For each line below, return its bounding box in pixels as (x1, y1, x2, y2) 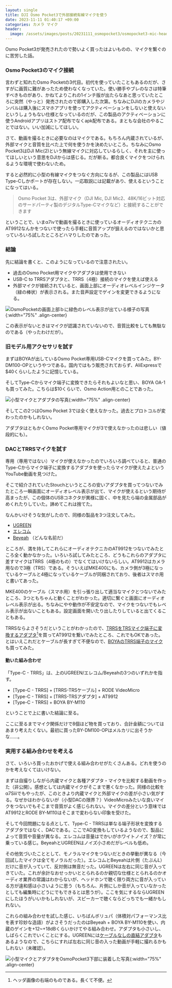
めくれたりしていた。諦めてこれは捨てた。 (5, 501, 95, 507)
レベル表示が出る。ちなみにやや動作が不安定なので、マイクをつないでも (5, 602, 158, 608)
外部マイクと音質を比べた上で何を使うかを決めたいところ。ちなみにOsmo (5, 142, 161, 148)
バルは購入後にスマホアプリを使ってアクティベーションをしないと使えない (9, 105, 166, 111)
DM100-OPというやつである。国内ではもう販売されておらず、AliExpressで (5, 362, 162, 368)
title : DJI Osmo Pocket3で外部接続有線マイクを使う (5, 12, 108, 17)
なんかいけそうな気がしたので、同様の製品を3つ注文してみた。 (5, 512, 138, 518)
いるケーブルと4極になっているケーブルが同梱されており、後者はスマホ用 (9, 571, 164, 577)
